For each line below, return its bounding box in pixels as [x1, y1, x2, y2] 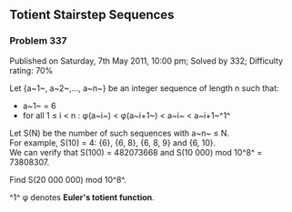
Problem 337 [9, 35, 67, 47]
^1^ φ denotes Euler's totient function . [9, 191, 155, 203]
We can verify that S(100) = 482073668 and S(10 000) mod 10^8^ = [9, 146, 263, 157]
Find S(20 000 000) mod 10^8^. [9, 174, 127, 185]
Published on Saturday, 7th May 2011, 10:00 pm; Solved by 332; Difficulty [9, 55, 284, 66]
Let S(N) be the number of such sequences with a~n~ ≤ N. [9, 127, 230, 138]
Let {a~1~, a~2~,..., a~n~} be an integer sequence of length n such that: [9, 82, 279, 94]
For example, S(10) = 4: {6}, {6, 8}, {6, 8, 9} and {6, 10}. [9, 136, 216, 148]
